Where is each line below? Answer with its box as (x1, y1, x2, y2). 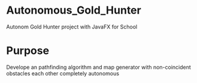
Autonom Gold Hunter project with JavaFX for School (6, 23, 138, 30)
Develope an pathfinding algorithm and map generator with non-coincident (6, 63, 192, 71)
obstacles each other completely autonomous (6, 69, 120, 77)
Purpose (6, 44, 50, 58)
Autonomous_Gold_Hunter (6, 4, 142, 17)
